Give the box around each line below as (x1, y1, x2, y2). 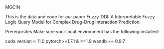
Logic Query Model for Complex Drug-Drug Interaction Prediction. (5, 19, 141, 25)
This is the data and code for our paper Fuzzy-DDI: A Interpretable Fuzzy (5, 14, 155, 19)
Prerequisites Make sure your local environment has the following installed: (5, 29, 160, 34)
